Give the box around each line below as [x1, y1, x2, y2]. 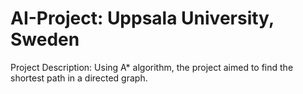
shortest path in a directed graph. [10, 72, 148, 84]
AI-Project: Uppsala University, [10, 7, 275, 30]
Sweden [10, 28, 80, 51]
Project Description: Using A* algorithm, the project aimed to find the [10, 61, 294, 73]
